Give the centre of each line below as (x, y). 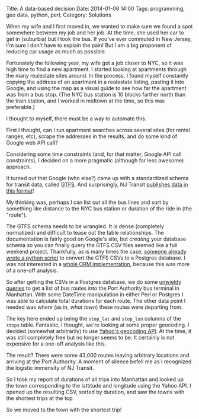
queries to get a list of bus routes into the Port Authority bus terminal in (93, 288)
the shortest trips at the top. (40, 398)
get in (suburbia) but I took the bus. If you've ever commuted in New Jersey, (99, 39)
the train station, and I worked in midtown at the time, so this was (86, 101)
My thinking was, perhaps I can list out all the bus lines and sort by (87, 202)
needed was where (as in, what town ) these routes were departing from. (94, 307)
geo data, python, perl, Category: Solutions (59, 15)
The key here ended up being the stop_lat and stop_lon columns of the (94, 319)
